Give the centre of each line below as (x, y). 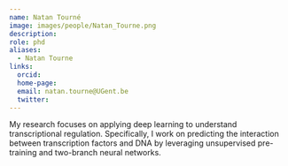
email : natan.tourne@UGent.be (73, 91)
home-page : (37, 83)
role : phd (27, 42)
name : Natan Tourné (45, 17)
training (23, 153)
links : (21, 67)
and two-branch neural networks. (100, 153)
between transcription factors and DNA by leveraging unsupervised (132, 143)
